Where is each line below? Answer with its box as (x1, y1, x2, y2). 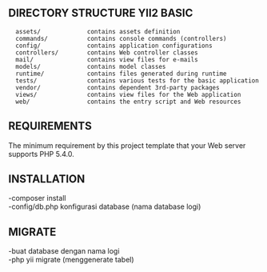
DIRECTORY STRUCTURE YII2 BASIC (8, 6, 193, 20)
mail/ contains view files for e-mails (15, 55, 198, 63)
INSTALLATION (8, 172, 86, 186)
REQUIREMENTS (8, 119, 92, 133)
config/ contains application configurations (15, 42, 213, 50)
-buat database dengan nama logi (8, 246, 120, 256)
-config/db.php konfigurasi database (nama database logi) (8, 202, 201, 211)
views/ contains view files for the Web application (15, 90, 241, 98)
